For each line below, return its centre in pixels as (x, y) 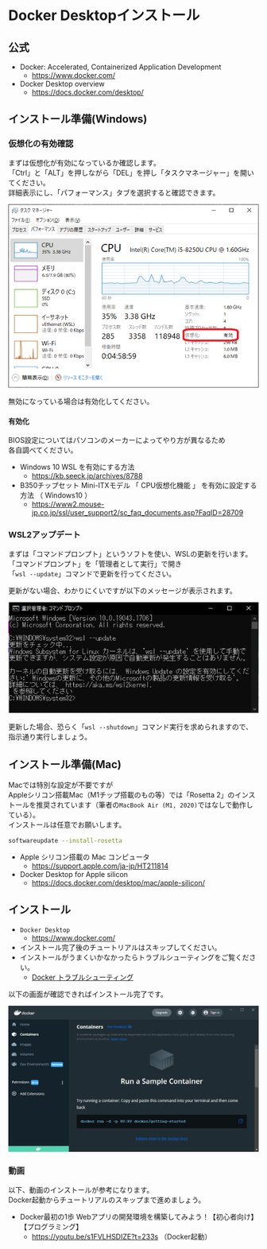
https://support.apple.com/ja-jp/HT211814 (100, 866)
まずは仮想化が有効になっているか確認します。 (84, 162)
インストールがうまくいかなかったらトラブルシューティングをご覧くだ (134, 957)
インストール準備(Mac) (65, 764)
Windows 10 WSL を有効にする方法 (77, 467)
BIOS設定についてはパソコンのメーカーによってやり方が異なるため (117, 440)
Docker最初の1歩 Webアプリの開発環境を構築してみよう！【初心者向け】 (139, 1216)
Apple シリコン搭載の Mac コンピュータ (85, 857)
